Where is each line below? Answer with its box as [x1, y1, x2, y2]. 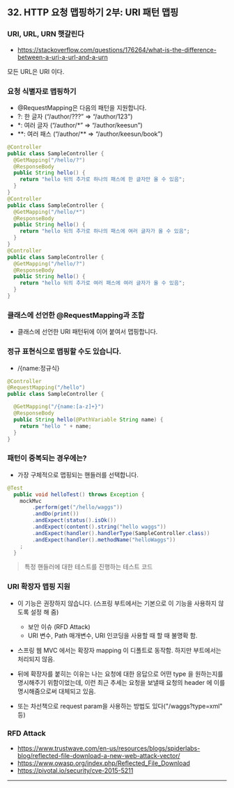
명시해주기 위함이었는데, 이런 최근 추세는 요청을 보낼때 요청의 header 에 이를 [17, 678, 226, 686]
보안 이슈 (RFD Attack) [27, 622, 91, 631]
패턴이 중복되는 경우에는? [7, 454, 87, 463]
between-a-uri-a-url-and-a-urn [17, 53, 108, 61]
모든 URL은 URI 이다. [7, 67, 65, 75]
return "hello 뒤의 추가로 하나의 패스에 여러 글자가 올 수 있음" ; [19, 228, 190, 235]
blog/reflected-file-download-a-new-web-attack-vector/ [17, 751, 180, 759]
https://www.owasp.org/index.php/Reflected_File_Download [17, 759, 190, 767]
